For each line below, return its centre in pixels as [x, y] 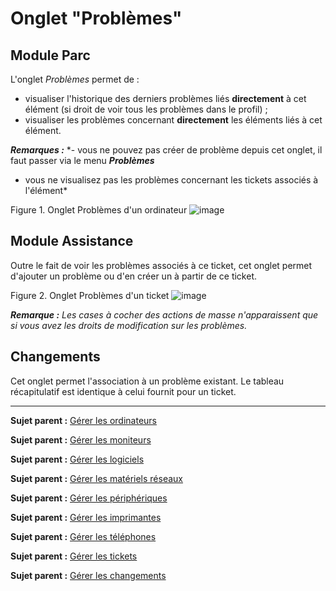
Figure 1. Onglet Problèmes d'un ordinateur [99, 210]
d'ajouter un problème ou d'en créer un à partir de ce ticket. [134, 276]
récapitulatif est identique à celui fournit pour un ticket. [123, 391]
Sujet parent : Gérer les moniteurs [81, 439]
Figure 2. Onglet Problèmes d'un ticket [90, 295]
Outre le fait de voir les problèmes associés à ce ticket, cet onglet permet [161, 265]
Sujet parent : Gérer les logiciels [77, 459]
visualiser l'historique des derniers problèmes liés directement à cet [165, 98]
